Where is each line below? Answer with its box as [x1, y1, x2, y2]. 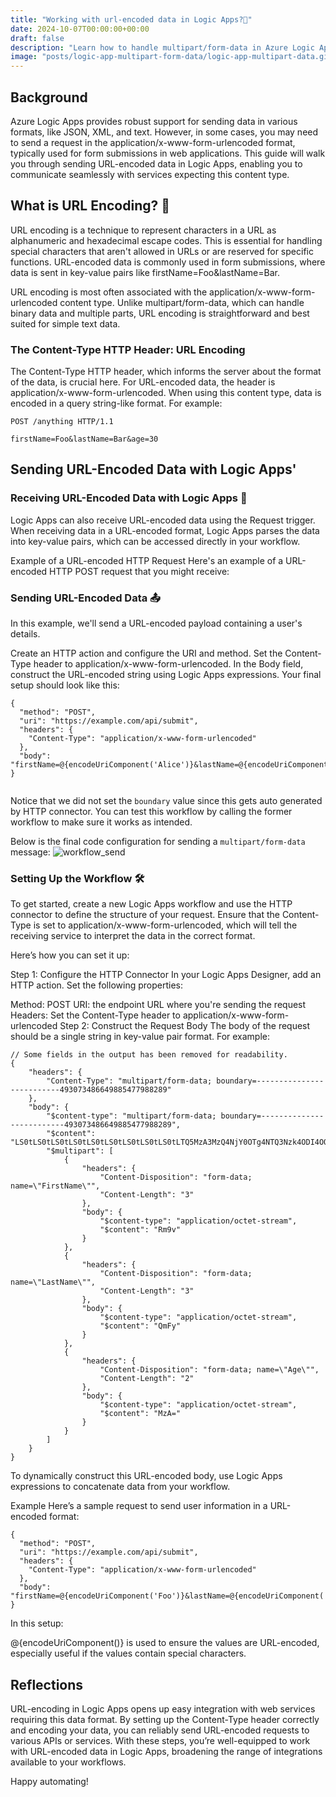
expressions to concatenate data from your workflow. [10, 1481, 231, 1493]
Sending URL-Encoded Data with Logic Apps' [10, 461, 297, 478]
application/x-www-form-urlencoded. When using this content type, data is [10, 387, 322, 399]
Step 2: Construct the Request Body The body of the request [59, 1020, 311, 1032]
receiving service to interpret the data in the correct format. [10, 930, 256, 942]
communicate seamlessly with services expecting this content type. [10, 168, 290, 180]
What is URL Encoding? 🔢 [10, 197, 170, 215]
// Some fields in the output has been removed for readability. [10, 1050, 288, 1060]
